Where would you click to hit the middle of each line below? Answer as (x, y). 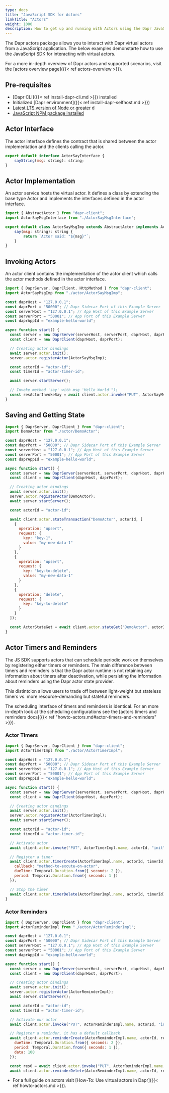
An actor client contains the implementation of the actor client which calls (81, 274)
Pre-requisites (28, 85)
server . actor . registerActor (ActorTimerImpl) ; (58, 816)
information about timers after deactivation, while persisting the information (83, 676)
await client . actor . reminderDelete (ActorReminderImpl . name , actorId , (84, 1071)
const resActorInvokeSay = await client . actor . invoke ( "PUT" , (75, 395)
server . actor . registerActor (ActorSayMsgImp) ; (58, 358)
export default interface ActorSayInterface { (55, 156)
